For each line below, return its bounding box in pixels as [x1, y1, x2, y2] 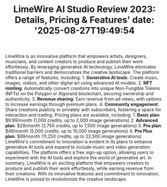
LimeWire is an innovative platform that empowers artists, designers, [5, 53, 147, 59]
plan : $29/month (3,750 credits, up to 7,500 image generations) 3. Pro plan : [5, 123, 162, 129]
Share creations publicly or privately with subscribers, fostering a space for [5, 107, 161, 113]
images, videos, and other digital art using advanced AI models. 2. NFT [5, 80, 152, 86]
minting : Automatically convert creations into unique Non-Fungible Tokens [5, 85, 160, 91]
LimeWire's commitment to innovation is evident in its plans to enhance [5, 139, 152, 145]
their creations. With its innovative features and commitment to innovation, [5, 171, 159, 177]
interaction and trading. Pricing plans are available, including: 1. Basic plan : [5, 112, 161, 118]
